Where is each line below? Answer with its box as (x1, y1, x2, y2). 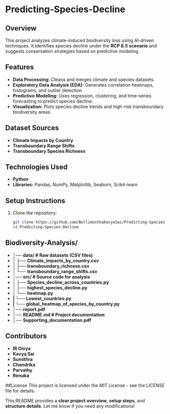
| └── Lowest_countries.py (12, 295, 72, 301)
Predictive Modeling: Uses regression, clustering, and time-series (12, 93, 152, 99)
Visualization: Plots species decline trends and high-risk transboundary (12, 103, 164, 109)
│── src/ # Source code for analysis (12, 273, 90, 280)
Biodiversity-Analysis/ (5, 238, 78, 247)
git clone (12, 220, 34, 225)
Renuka (12, 372, 29, 378)
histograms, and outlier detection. (12, 87, 84, 93)
